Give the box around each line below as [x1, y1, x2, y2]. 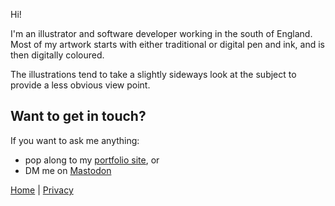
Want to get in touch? [10, 108, 147, 125]
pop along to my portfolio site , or [24, 154, 160, 166]
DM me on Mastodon [24, 164, 112, 176]
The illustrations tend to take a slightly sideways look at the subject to [10, 69, 297, 80]
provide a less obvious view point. [10, 79, 151, 91]
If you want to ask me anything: [10, 134, 140, 146]
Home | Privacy [10, 184, 74, 196]
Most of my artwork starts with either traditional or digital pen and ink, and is [10, 39, 325, 50]
